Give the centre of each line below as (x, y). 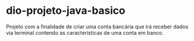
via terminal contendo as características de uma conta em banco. (85, 32)
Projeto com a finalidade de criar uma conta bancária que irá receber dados (97, 27)
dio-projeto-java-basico (66, 11)
